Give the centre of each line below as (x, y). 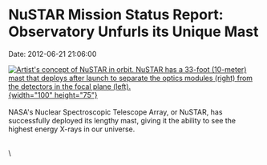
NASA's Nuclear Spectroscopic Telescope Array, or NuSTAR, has (115, 112)
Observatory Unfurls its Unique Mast (133, 32)
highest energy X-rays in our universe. (72, 129)
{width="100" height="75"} (53, 95)
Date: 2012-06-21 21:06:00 (53, 54)
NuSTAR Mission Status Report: (116, 15)
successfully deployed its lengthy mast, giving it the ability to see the (122, 120)
